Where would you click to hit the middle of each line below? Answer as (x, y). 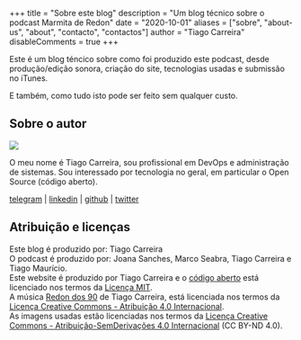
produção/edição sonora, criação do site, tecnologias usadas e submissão (147, 68)
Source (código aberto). (53, 181)
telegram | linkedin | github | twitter (74, 199)
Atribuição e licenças (70, 227)
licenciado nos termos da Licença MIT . (81, 287)
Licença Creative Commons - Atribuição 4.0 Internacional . (117, 306)
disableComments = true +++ (64, 41)
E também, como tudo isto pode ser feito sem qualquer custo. (124, 95)
